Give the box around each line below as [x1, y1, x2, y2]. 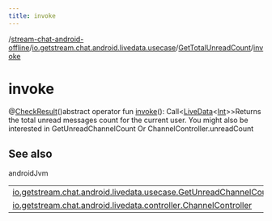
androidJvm [8, 168, 49, 178]
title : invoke [8, 11, 57, 20]
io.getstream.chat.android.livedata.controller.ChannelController [12, 200, 253, 211]
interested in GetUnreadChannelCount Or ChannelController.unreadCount [8, 123, 254, 134]
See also [8, 147, 53, 160]
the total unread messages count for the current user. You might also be [8, 115, 249, 125]
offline [8, 42, 30, 53]
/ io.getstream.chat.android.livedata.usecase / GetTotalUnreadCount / [29, 42, 254, 53]
